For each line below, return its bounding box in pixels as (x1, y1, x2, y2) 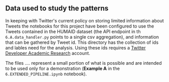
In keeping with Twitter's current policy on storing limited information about (5, 17, 164, 23)
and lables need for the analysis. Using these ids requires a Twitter (5, 44, 146, 50)
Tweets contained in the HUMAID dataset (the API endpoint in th (5, 28, 141, 35)
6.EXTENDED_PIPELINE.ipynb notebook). (5, 71, 87, 77)
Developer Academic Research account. (5, 50, 91, 56)
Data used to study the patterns (5, 4, 109, 13)
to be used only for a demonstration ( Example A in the (5, 65, 120, 71)
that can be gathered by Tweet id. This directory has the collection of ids (5, 39, 159, 45)
